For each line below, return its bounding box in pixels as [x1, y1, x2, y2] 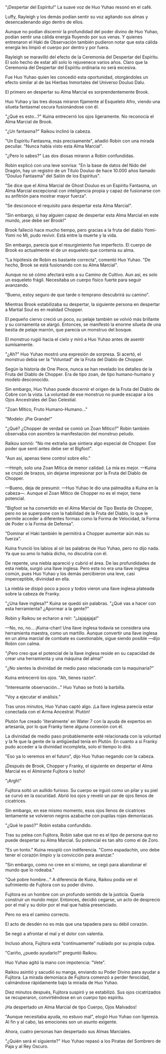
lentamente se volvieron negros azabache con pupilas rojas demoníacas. [5, 813, 155, 819]
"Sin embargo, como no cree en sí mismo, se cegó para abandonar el [5, 862, 147, 867]
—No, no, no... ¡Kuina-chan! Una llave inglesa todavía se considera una [5, 625, 150, 631]
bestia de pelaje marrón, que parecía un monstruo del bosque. [5, 327, 132, 332]
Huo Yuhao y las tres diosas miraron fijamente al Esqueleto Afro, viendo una [5, 99, 161, 105]
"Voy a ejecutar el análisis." [5, 694, 61, 700]
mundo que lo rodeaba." [5, 867, 55, 873]
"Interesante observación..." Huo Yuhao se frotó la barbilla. [5, 685, 125, 690]
